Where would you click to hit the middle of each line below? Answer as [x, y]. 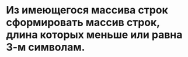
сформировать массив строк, [83, 22]
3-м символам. [46, 47]
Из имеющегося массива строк [87, 10]
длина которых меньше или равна [94, 35]
